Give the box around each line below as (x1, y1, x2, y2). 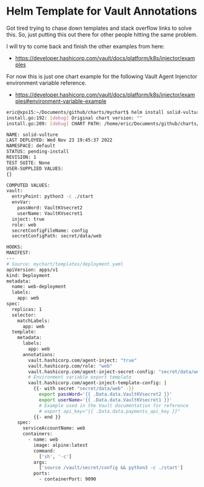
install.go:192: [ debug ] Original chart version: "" (6, 114, 143, 121)
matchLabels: (17, 318, 50, 324)
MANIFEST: (6, 250, 32, 256)
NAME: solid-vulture (6, 131, 59, 138)
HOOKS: (6, 244, 23, 250)
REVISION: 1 (6, 154, 36, 161)
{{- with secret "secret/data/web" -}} (33, 385, 135, 392)
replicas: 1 (12, 306, 42, 312)
